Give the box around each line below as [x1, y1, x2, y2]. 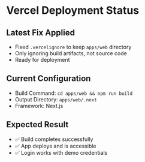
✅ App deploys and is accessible [14, 142, 97, 149]
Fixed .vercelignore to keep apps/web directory [14, 43, 132, 50]
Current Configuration [6, 73, 91, 84]
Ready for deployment [14, 56, 70, 63]
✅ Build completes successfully [14, 136, 93, 143]
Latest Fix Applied [6, 28, 75, 38]
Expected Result [6, 119, 69, 130]
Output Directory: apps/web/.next [14, 95, 97, 103]
